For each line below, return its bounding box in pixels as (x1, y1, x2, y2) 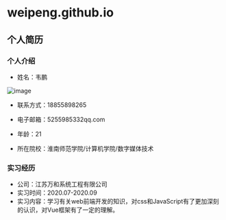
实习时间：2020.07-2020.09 (16, 188, 97, 197)
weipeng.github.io (7, 5, 114, 21)
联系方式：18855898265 (16, 101, 87, 109)
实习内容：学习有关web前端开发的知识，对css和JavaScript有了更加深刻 (16, 197, 219, 206)
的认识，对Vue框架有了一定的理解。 (16, 206, 118, 214)
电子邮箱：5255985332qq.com (16, 115, 105, 123)
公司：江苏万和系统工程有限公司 (16, 180, 108, 188)
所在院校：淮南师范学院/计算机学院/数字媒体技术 (16, 144, 154, 152)
